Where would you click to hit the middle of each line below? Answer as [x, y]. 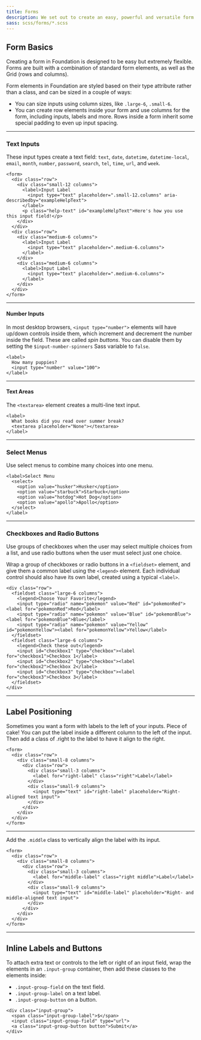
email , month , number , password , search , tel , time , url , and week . [83, 163]
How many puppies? [35, 362]
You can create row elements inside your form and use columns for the [102, 110]
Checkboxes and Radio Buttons [53, 533]
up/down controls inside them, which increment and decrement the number [99, 333]
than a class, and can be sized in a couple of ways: [69, 92]
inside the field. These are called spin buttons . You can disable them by [94, 339]
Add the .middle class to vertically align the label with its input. [83, 840]
